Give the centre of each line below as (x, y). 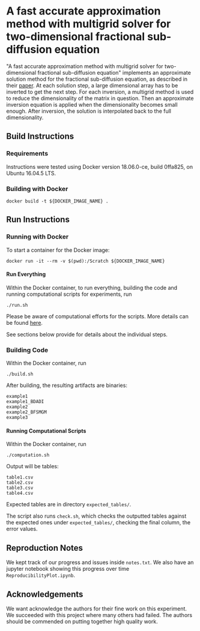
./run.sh (17, 305)
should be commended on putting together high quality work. (82, 621)
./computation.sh (28, 455)
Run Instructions (38, 220)
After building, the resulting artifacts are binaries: (67, 385)
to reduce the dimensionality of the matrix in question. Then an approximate (100, 98)
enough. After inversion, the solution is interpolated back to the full (89, 111)
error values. (22, 529)
